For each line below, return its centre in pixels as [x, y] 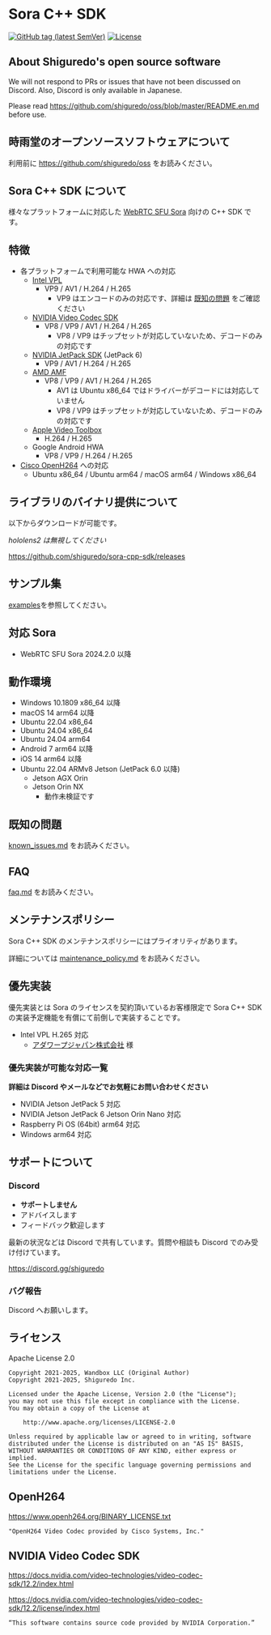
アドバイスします [49, 1215]
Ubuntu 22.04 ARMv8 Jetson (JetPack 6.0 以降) [100, 769]
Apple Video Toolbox [67, 430]
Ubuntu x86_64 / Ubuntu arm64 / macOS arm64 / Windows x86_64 [144, 475]
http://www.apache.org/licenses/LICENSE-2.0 [99, 1422]
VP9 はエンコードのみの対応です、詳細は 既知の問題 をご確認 [158, 298]
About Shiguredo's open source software [114, 62]
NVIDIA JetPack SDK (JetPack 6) [87, 355]
